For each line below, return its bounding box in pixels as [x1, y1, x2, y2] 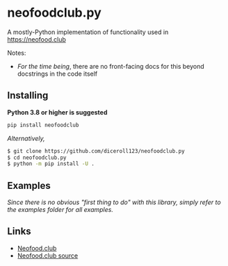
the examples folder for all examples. [7, 206, 113, 214]
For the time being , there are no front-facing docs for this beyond [17, 62, 205, 70]
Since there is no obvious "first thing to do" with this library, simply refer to [7, 198, 221, 206]
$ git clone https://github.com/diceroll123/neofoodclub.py [7, 147, 186, 154]
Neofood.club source [17, 251, 79, 260]
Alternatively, [7, 134, 45, 142]
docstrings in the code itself [17, 69, 98, 78]
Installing [7, 90, 49, 101]
